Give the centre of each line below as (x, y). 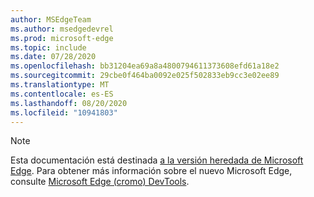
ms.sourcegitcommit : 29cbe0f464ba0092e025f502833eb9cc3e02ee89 (145, 76)
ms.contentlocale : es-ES (62, 94)
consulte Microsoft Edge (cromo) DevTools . (100, 182)
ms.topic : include (48, 47)
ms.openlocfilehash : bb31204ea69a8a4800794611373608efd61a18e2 (145, 66)
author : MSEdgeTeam (51, 19)
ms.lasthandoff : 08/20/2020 (69, 103)
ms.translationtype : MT (60, 85)
